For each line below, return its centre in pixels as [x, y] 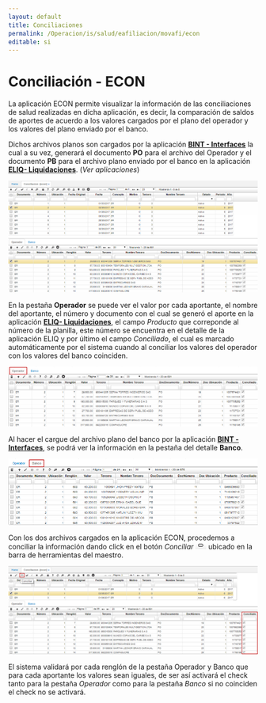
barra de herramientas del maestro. [66, 555]
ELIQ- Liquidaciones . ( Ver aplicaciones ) [74, 169]
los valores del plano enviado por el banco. [78, 129]
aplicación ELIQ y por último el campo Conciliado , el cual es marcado [122, 338]
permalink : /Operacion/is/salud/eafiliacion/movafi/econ [104, 33]
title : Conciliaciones [46, 25]
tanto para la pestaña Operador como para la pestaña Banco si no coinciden [133, 684]
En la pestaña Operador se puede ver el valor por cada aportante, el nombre [133, 305]
